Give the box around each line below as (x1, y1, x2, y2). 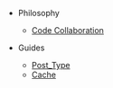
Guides (17, 42, 45, 53)
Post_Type (31, 60, 71, 70)
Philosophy (17, 8, 61, 18)
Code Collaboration (31, 25, 104, 35)
